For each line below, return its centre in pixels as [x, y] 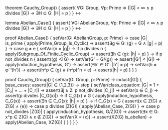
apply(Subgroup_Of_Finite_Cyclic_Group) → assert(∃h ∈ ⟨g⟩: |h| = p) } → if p [84, 54]
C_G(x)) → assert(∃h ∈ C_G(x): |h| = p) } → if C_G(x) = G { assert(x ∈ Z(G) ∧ [83, 101]
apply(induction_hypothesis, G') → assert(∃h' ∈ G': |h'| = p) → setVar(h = [81, 64]
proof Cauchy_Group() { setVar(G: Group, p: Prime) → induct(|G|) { [73, 80]
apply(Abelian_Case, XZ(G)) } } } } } [42, 122]
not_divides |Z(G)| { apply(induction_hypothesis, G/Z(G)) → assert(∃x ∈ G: [82, 111]
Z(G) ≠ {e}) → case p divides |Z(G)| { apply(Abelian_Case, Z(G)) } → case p [82, 106]
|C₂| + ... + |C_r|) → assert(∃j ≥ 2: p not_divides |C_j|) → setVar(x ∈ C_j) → [82, 90]
